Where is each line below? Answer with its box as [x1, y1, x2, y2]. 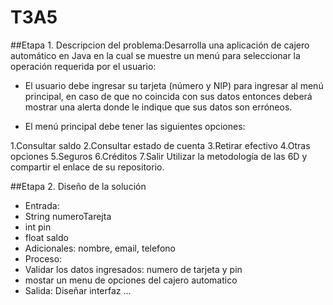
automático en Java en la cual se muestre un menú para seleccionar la [10, 49, 301, 61]
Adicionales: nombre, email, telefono [24, 242, 176, 254]
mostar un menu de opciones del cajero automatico [24, 274, 238, 286]
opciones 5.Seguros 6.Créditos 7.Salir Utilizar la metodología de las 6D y [10, 150, 308, 162]
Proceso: [24, 252, 63, 265]
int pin [24, 221, 52, 233]
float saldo [24, 231, 69, 243]
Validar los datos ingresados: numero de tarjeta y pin [24, 263, 243, 275]
